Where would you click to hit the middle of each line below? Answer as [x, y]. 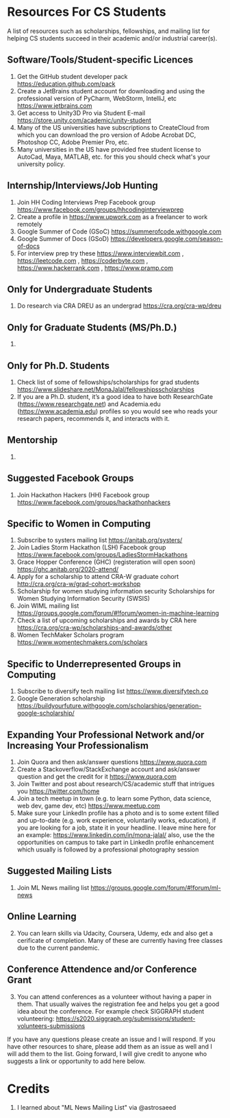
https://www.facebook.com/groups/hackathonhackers [94, 502]
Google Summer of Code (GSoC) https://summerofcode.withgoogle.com [119, 231]
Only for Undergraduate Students [80, 289]
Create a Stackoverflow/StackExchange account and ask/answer [108, 769]
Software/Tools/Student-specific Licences [100, 60]
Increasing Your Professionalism [78, 745]
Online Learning [42, 916]
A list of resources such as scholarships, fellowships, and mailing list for [108, 31]
